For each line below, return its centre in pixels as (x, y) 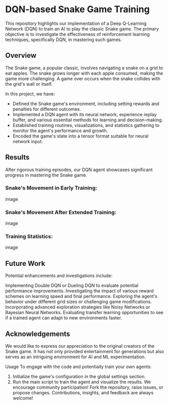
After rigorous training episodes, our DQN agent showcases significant (79, 170)
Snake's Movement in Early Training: (51, 188)
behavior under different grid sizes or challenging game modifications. (79, 302)
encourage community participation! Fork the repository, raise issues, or (88, 387)
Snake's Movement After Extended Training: (61, 212)
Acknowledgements (38, 334)
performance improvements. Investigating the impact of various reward (79, 291)
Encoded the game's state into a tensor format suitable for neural (80, 136)
